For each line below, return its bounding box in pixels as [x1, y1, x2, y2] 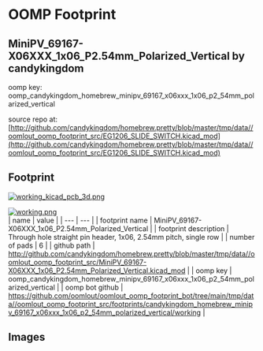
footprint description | [158, 223, 230, 233]
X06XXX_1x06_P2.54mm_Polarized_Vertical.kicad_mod [8, 266, 186, 275]
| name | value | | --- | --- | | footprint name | [8, 215, 153, 225]
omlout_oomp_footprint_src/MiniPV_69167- [8, 257, 147, 267]
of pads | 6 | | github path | [8, 241, 96, 250]
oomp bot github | [65, 282, 124, 292]
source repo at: [8, 114, 57, 124]
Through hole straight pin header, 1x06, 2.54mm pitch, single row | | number [8, 232, 255, 241]
